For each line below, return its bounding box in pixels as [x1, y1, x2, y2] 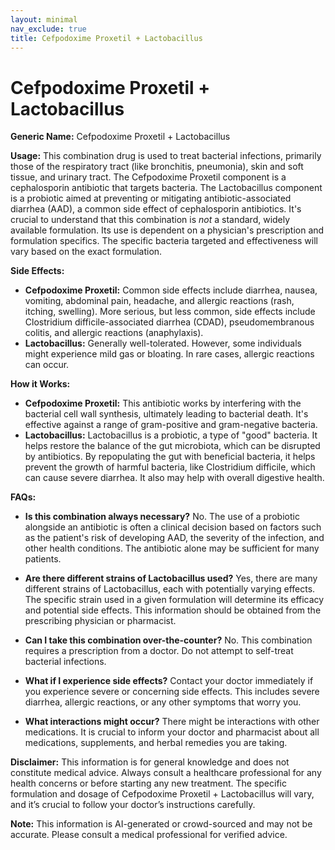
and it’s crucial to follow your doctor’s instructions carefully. [10, 799, 256, 811]
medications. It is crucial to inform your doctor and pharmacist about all [24, 726, 320, 738]
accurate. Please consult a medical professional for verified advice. [10, 829, 288, 841]
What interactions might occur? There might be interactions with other [24, 716, 320, 728]
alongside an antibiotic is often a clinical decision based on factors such [24, 521, 322, 533]
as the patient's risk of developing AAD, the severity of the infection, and [24, 532, 325, 544]
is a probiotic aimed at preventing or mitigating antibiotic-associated [10, 192, 292, 205]
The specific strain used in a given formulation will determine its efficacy [24, 594, 325, 606]
